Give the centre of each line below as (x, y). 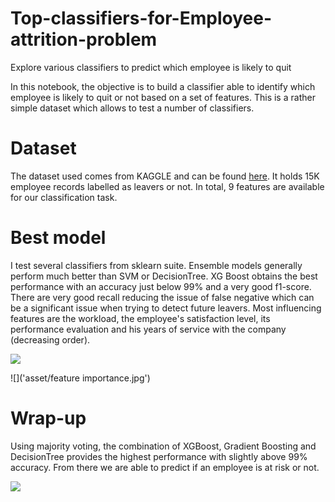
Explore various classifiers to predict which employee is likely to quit (151, 67)
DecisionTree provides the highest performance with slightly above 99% (159, 456)
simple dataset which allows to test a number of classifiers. (132, 108)
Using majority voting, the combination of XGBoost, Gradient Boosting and (163, 446)
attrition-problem (84, 39)
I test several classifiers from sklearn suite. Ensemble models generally (156, 265)
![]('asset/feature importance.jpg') (80, 378)
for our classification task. (64, 197)
